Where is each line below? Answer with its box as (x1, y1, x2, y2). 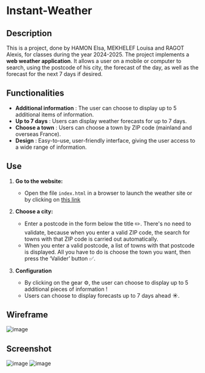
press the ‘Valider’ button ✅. (24, 255, 96, 262)
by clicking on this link (24, 195, 81, 203)
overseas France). (15, 130, 61, 138)
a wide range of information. (15, 143, 87, 151)
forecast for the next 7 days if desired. (6, 70, 103, 77)
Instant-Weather (6, 4, 92, 18)
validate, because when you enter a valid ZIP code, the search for (24, 228, 190, 236)
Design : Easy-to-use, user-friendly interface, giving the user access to (15, 137, 196, 144)
